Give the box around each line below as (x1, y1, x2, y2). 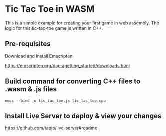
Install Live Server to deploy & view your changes (5, 111, 162, 120)
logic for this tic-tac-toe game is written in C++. (5, 25, 103, 31)
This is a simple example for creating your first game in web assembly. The (5, 20, 159, 26)
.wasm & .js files (5, 85, 57, 93)
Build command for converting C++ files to (5, 77, 141, 86)
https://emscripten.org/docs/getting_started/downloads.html (5, 62, 130, 68)
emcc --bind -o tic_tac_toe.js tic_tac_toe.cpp (5, 98, 106, 103)
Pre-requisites (5, 40, 51, 48)
